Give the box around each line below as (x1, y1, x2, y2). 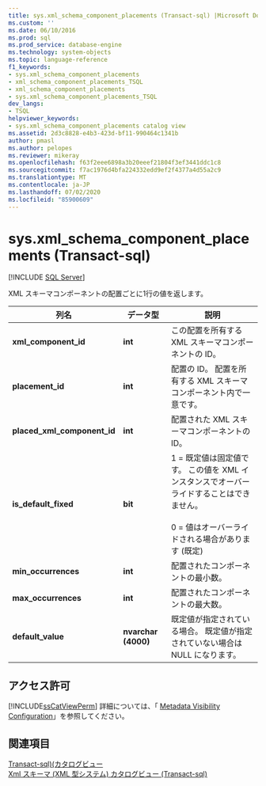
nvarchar (123, 626, 158, 637)
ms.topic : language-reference (8, 56, 108, 64)
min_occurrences (12, 566, 80, 577)
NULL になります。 (170, 650, 241, 661)
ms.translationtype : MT (8, 173, 87, 182)
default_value (12, 631, 65, 642)
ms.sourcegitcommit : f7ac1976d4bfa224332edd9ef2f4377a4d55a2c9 (8, 166, 222, 174)
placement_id (12, 381, 65, 392)
